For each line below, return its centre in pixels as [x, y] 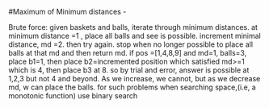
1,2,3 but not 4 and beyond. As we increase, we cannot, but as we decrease [134, 79]
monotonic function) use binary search [73, 96]
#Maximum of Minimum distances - [67, 12]
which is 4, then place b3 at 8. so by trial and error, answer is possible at [129, 70]
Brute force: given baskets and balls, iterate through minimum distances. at [133, 27]
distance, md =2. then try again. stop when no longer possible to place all [130, 44]
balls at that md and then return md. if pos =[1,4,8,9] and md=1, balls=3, [128, 53]
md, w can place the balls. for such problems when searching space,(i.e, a [132, 87]
